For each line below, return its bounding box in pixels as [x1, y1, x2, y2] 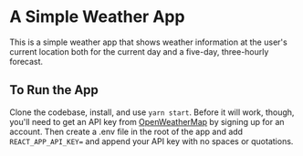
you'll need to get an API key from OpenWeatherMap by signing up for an [9, 116, 285, 127]
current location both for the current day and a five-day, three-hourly [9, 46, 269, 57]
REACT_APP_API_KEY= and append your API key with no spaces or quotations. [9, 135, 294, 147]
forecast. [9, 56, 44, 67]
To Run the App [9, 82, 99, 98]
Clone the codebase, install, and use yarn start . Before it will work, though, [9, 107, 295, 118]
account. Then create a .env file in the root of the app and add [9, 126, 244, 137]
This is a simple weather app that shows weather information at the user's [9, 36, 287, 47]
